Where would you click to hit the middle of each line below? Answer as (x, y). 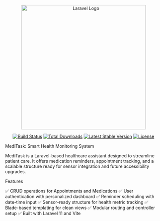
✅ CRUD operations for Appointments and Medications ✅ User (69, 191)
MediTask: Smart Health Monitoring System (50, 146)
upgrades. (16, 171)
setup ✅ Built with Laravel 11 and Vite (43, 213)
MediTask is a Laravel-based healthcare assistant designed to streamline (80, 156)
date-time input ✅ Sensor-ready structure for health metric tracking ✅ (77, 202)
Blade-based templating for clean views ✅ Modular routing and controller (80, 208)
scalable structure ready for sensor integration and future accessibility (77, 166)
